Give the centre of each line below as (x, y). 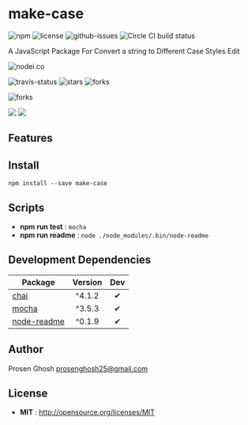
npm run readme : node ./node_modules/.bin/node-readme (114, 235)
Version (87, 282)
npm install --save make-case (58, 184)
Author (26, 349)
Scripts (26, 208)
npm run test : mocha (53, 226)
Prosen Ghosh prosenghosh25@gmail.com (78, 368)
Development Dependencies (80, 260)
